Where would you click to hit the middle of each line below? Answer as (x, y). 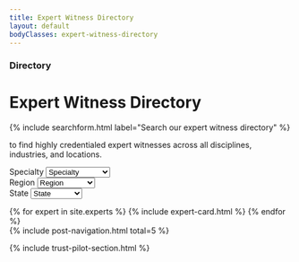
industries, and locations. (56, 154)
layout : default (39, 26)
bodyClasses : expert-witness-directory (84, 34)
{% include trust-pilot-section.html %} (80, 249)
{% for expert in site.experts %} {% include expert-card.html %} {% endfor (148, 212)
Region (22, 183)
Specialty (27, 172)
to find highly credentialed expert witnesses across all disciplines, (131, 145)
